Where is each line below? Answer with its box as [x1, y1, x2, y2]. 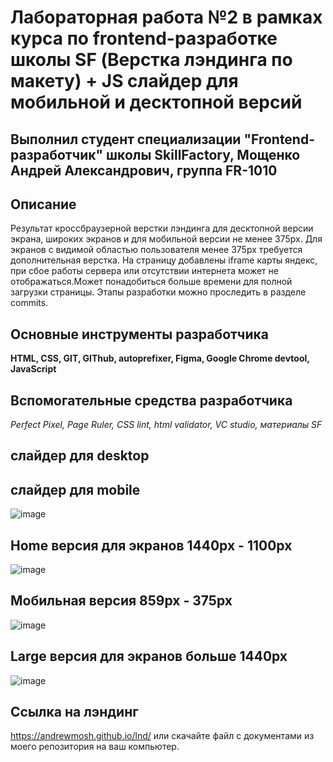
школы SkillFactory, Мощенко [106, 146, 301, 163]
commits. [10, 297, 49, 309]
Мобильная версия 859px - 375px [10, 592, 233, 610]
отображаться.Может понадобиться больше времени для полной [10, 276, 293, 288]
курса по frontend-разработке [10, 27, 278, 50]
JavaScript [10, 363, 57, 375]
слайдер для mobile [10, 481, 141, 498]
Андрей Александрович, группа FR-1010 [10, 162, 278, 179]
